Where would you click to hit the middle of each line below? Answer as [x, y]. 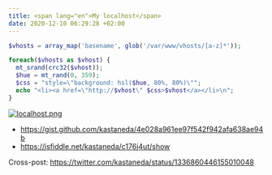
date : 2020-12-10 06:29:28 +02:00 [67, 23]
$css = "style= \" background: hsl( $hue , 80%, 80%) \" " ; [108, 83]
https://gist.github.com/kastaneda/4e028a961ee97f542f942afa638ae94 [142, 129]
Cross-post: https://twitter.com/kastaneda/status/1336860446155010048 [131, 162]
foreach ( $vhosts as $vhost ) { [60, 60]
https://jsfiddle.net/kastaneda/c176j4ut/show [95, 146]
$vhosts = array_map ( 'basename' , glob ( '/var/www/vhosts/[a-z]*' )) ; [125, 45]
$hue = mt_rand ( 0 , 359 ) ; [58, 75]
